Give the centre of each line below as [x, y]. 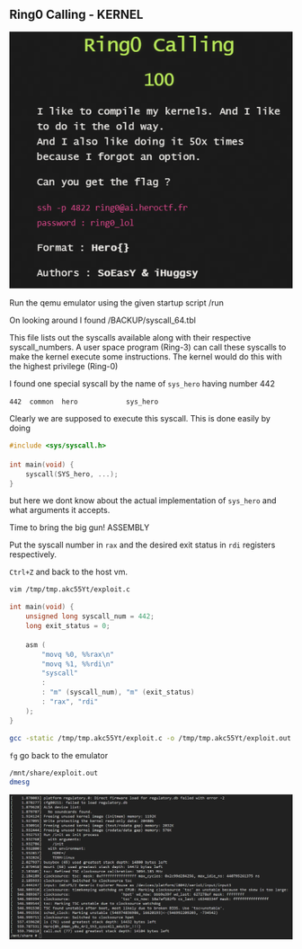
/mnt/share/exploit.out [54, 773]
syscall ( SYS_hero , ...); [72, 474]
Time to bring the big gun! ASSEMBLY [80, 528]
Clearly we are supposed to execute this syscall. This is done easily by [140, 418]
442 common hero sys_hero [84, 402]
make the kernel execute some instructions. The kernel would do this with [146, 357]
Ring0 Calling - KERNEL [76, 15]
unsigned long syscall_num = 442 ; [90, 616]
